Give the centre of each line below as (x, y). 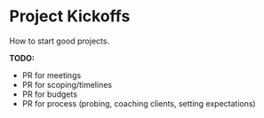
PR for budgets (50, 94)
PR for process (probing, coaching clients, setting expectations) (139, 103)
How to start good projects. (59, 41)
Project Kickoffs (70, 16)
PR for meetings (52, 75)
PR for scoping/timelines (67, 84)
